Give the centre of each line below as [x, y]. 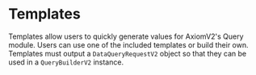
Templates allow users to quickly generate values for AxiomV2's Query [126, 36]
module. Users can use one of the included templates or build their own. [128, 44]
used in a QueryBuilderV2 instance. [66, 62]
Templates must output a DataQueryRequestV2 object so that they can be [128, 53]
